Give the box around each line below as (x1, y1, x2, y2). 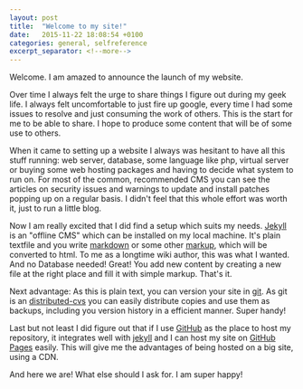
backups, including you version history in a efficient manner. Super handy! (9, 305, 287, 317)
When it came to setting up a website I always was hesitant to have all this (9, 146, 286, 157)
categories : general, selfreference (9, 38, 147, 48)
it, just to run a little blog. (9, 203, 102, 213)
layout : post (9, 13, 59, 23)
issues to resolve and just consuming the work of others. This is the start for (9, 109, 294, 119)
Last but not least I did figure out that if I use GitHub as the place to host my (9, 323, 291, 334)
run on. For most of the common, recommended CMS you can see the (9, 174, 270, 185)
